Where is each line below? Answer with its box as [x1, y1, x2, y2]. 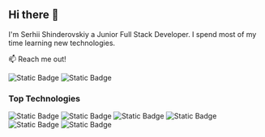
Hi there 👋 [8, 8, 59, 22]
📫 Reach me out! [8, 54, 66, 64]
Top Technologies [8, 93, 81, 104]
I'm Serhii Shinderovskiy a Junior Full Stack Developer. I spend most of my [8, 29, 257, 39]
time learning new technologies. [8, 38, 116, 48]
